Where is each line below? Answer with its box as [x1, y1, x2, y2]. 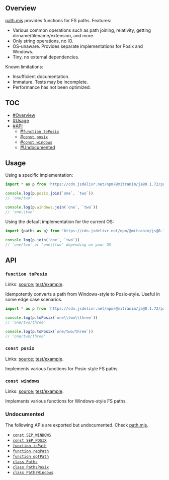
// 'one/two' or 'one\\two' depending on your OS [5, 242, 112, 247]
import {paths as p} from [5, 228, 59, 233]
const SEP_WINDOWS [12, 433, 51, 438]
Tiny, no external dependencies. [12, 54, 79, 60]
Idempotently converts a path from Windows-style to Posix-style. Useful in [5, 291, 160, 297]
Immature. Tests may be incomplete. [12, 79, 88, 85]
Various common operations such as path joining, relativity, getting [12, 27, 151, 33]
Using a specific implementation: [5, 172, 73, 178]
